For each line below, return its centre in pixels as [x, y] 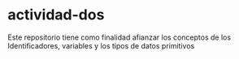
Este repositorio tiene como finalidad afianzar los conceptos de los [119, 37]
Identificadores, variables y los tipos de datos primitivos [101, 45]
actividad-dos [56, 15]
